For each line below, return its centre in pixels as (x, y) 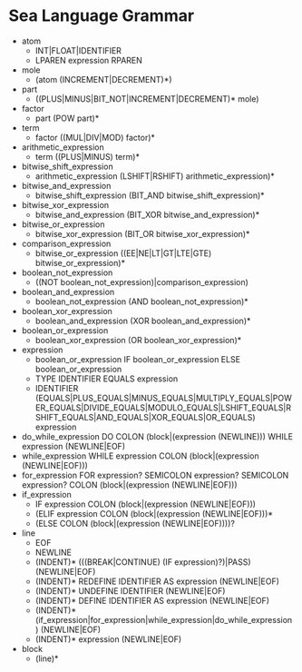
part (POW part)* (67, 118)
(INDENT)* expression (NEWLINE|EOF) (108, 639)
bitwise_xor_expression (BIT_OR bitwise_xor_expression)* (142, 233)
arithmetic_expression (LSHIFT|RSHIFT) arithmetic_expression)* (155, 176)
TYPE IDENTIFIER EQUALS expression (107, 379)
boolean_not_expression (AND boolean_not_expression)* (141, 301)
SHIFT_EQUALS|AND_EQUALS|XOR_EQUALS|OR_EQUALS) (145, 417)
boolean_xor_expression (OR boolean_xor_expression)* (138, 340)
